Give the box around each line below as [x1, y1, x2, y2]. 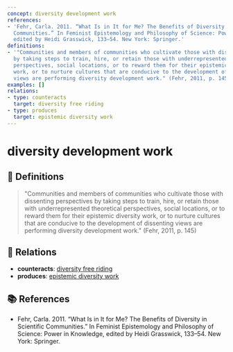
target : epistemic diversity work [13, 113, 113, 120]
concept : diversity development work [7, 10, 116, 17]
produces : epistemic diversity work [17, 272, 119, 280]
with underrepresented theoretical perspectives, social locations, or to [24, 204, 225, 212]
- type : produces [7, 107, 58, 114]
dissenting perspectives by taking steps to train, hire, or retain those [24, 196, 219, 205]
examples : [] [7, 81, 45, 88]
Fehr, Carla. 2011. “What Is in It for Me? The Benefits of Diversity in [17, 315, 207, 324]
